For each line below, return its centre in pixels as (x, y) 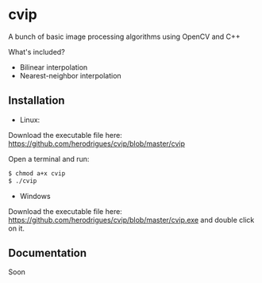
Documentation (48, 252)
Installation (37, 101)
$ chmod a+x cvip (37, 173)
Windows (35, 196)
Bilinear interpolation (54, 67)
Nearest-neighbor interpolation (70, 75)
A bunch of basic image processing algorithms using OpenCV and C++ (124, 36)
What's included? (37, 52)
